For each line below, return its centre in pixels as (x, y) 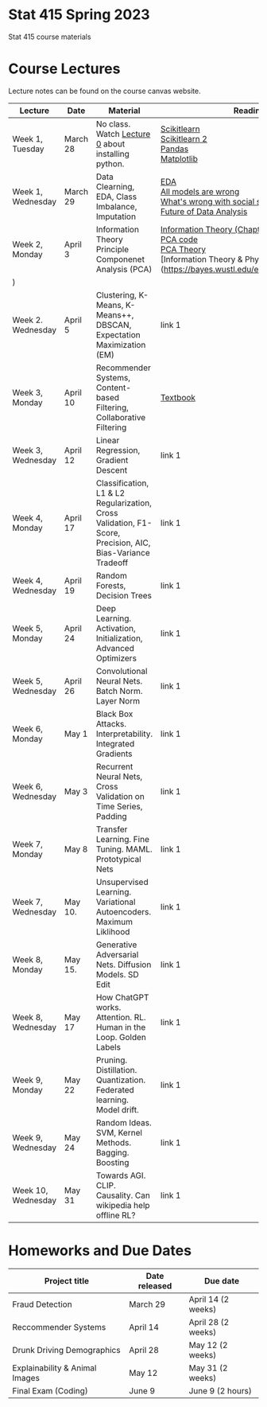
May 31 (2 (208, 1368)
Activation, (116, 628)
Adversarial (117, 954)
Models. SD (117, 974)
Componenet (120, 259)
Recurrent (114, 766)
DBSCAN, (114, 325)
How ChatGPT (122, 997)
